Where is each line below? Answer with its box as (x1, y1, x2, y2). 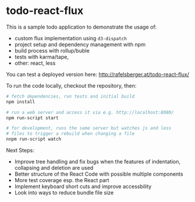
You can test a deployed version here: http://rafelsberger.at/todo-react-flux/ (6, 71, 189, 78)
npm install (6, 99, 35, 105)
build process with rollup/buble (14, 47, 90, 54)
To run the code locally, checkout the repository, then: (6, 82, 136, 89)
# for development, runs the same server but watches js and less (6, 126, 172, 131)
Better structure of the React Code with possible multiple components (14, 170, 183, 177)
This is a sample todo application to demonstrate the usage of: (6, 23, 157, 30)
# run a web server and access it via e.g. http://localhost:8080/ (6, 109, 175, 115)
